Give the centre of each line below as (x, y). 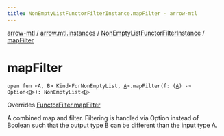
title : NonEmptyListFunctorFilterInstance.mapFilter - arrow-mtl (102, 13)
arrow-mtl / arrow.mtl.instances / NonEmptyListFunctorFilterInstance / (106, 33)
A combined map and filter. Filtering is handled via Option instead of (103, 118)
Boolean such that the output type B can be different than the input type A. (112, 125)
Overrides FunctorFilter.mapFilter (54, 105)
